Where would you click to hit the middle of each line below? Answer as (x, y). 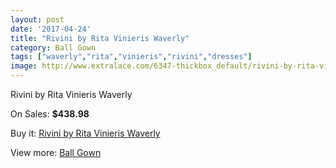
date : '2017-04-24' (51, 29)
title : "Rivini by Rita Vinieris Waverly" (100, 38)
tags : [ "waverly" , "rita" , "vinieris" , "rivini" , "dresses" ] (131, 57)
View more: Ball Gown (56, 152)
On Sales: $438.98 (50, 114)
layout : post (37, 19)
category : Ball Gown (53, 47)
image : (24, 66)
